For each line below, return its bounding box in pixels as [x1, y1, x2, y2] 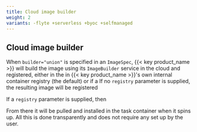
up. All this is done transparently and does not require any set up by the [6, 114, 183, 121]
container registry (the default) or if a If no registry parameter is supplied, [6, 78, 190, 85]
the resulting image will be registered [6, 84, 98, 91]
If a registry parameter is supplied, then [6, 96, 107, 103]
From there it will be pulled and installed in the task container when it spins [6, 107, 191, 115]
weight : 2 [6, 14, 31, 20]
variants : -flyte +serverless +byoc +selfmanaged [6, 20, 133, 26]
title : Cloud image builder [6, 8, 77, 15]
